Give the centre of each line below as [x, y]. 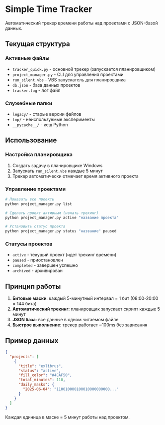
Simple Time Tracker [49, 9]
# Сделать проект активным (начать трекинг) [52, 213]
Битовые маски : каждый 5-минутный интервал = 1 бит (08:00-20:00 [85, 298]
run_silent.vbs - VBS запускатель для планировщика [69, 80]
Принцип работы [33, 286]
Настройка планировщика [39, 155]
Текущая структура [38, 44]
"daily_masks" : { [36, 385]
